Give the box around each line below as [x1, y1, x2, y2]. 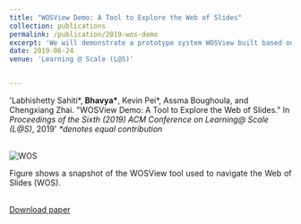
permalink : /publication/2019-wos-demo [9, 30, 159, 39]
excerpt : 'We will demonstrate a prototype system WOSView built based [9, 38, 282, 47]
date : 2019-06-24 [9, 47, 74, 56]
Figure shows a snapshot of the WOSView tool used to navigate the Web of [9, 168, 292, 178]
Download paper [9, 204, 71, 215]
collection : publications [9, 22, 106, 30]
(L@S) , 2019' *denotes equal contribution [9, 124, 163, 134]
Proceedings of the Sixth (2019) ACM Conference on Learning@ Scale [9, 114, 269, 125]
